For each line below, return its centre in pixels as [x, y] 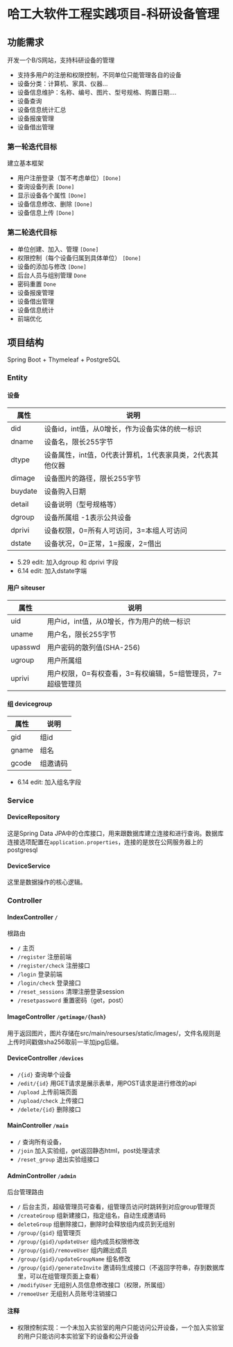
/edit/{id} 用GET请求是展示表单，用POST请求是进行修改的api [107, 1083]
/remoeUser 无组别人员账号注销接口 [67, 1293]
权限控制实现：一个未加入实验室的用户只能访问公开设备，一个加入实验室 [120, 1328]
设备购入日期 [65, 491]
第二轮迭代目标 [32, 232]
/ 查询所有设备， [41, 1142]
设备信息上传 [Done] [46, 213]
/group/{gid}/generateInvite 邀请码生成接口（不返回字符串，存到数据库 [121, 1268]
